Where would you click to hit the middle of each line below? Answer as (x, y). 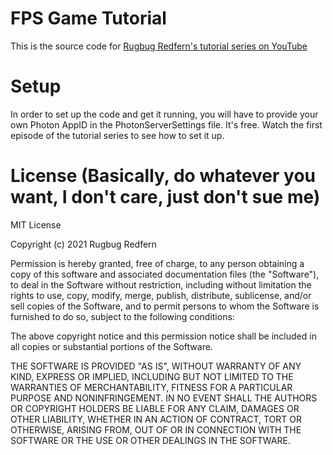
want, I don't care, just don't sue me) (165, 197)
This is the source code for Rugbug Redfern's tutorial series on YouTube (159, 46)
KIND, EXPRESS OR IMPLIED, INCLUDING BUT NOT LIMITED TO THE (152, 376)
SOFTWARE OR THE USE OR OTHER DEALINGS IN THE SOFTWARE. (150, 440)
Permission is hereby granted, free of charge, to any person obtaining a (157, 263)
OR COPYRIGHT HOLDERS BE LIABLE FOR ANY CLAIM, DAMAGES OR (155, 408)
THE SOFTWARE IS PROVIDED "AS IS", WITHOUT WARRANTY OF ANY (156, 366)
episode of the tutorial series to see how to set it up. (117, 135)
